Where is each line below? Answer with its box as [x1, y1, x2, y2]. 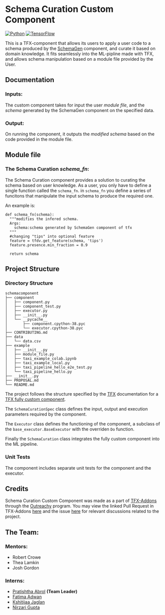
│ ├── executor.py [5, 308, 48, 313]
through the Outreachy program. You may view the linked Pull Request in [5, 503, 154, 509]
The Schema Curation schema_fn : [5, 166, 89, 173]
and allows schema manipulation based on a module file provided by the [5, 56, 154, 62]
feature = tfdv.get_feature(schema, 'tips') [9, 238, 103, 243]
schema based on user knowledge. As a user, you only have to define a [5, 182, 152, 188]
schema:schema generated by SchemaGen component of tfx [14, 225, 133, 230]
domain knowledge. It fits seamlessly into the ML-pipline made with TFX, [5, 51, 154, 57]
